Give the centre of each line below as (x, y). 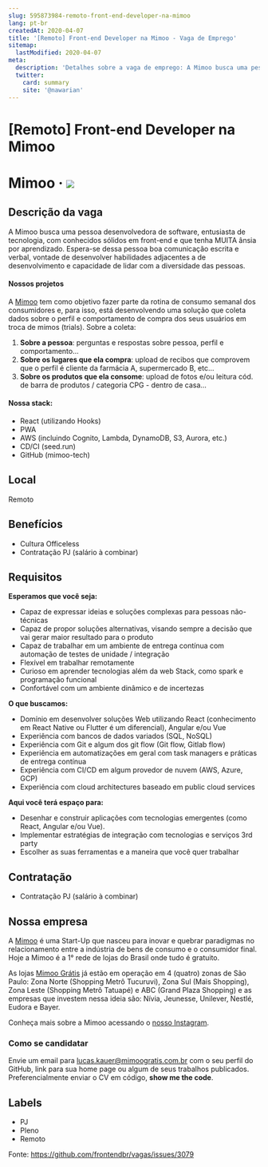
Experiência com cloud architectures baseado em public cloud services (137, 787)
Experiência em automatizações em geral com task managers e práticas (138, 753)
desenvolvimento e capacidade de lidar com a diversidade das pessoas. (127, 265)
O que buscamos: (38, 704)
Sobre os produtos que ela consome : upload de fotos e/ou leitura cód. (136, 376)
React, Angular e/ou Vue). (62, 827)
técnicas (34, 621)
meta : (17, 61)
